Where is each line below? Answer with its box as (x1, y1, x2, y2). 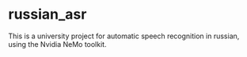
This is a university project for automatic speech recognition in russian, (8, 31, 240, 41)
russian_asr (8, 5, 87, 23)
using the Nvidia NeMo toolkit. (8, 39, 107, 48)
